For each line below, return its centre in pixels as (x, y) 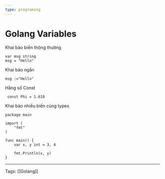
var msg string (21, 56)
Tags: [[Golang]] (22, 171)
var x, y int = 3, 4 (35, 145)
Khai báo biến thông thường (33, 47)
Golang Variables (41, 34)
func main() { (20, 140)
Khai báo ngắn (20, 69)
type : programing (23, 10)
